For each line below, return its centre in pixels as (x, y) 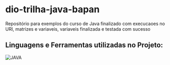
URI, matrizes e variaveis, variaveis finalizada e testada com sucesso (78, 29)
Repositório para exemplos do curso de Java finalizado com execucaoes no (85, 24)
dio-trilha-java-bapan (52, 9)
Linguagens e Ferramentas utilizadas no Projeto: (84, 45)
